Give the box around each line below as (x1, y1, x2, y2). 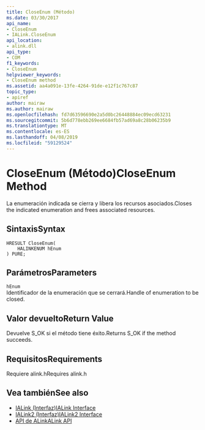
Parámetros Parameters (6, 267, 97, 277)
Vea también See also (6, 388, 89, 398)
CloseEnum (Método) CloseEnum (6, 166, 176, 180)
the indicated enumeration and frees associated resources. (6, 206, 155, 213)
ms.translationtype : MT (6, 123, 67, 129)
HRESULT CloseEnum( (6, 240, 56, 246)
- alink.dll (6, 43, 37, 50)
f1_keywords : (6, 60, 40, 66)
